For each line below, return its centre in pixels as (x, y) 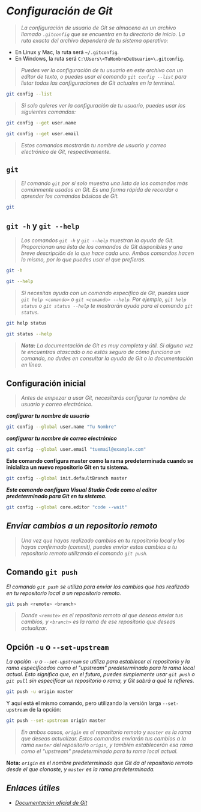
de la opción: (45, 710)
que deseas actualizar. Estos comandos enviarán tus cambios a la (103, 738)
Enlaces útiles (33, 788)
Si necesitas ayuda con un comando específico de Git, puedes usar (105, 293)
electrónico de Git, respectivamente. (66, 151)
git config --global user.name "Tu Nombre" (61, 427)
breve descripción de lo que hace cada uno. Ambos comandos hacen (107, 253)
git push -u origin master (40, 692)
